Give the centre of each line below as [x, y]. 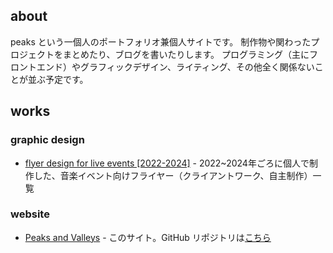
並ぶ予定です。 [58, 79]
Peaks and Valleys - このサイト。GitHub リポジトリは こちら [148, 237]
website [30, 214]
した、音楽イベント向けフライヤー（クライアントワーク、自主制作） [173, 175]
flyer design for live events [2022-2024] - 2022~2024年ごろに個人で [167, 163]
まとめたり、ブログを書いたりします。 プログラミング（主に [186, 54]
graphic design [47, 140]
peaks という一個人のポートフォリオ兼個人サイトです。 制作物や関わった [161, 41]
